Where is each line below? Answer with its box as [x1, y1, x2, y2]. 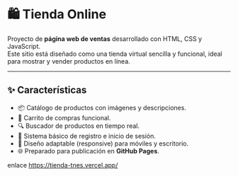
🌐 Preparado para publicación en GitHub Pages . [17, 146, 159, 155]
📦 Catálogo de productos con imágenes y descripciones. [17, 103, 186, 112]
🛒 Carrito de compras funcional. [17, 113, 111, 122]
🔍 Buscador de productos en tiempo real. [17, 122, 140, 130]
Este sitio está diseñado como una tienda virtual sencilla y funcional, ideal [7, 49, 223, 58]
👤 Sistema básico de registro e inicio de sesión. [17, 131, 156, 140]
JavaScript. [7, 42, 41, 50]
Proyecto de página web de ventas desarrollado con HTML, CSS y [7, 34, 203, 43]
